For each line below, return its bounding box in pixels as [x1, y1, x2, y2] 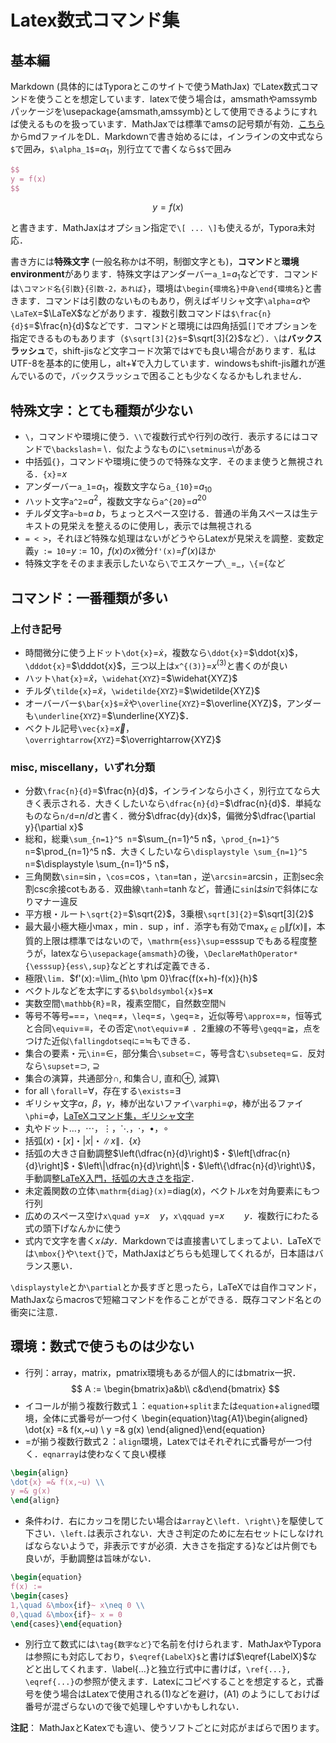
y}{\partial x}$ [24, 821, 84, 833]
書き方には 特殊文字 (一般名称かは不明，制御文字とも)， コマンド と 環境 [10, 256, 300, 268]
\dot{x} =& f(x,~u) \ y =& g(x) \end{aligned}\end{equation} [24, 1423, 266, 1435]
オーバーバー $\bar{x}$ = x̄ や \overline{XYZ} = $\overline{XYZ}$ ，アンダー [24, 697, 322, 709]
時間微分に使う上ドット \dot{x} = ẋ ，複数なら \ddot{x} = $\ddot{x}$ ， [24, 647, 304, 659]
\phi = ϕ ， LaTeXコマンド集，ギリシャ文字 [24, 1109, 195, 1121]
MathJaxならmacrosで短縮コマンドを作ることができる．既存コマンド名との [10, 1293, 322, 1305]
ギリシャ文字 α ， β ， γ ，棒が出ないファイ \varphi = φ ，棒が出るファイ [24, 1097, 304, 1109]
